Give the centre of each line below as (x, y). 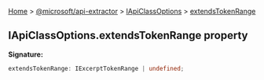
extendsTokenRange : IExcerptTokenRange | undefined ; (96, 68)
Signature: (26, 54)
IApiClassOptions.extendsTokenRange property (128, 35)
